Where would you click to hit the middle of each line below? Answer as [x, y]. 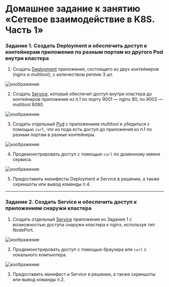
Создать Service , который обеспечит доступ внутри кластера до [82, 94]
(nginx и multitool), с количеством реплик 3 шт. [63, 75]
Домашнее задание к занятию [73, 9]
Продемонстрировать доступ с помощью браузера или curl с [79, 249]
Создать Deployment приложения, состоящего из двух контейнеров [86, 69]
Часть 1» [24, 30]
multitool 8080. [28, 105]
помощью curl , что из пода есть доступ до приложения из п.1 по [82, 129]
